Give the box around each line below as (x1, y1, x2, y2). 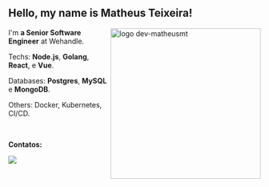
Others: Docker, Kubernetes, (8, 100, 102, 109)
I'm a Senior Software (8, 27, 82, 37)
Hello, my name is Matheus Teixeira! (8, 6, 193, 20)
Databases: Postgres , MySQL (8, 75, 107, 85)
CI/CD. (8, 108, 30, 118)
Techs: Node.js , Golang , (8, 51, 90, 61)
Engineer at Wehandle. (8, 36, 85, 46)
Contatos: (8, 140, 42, 149)
